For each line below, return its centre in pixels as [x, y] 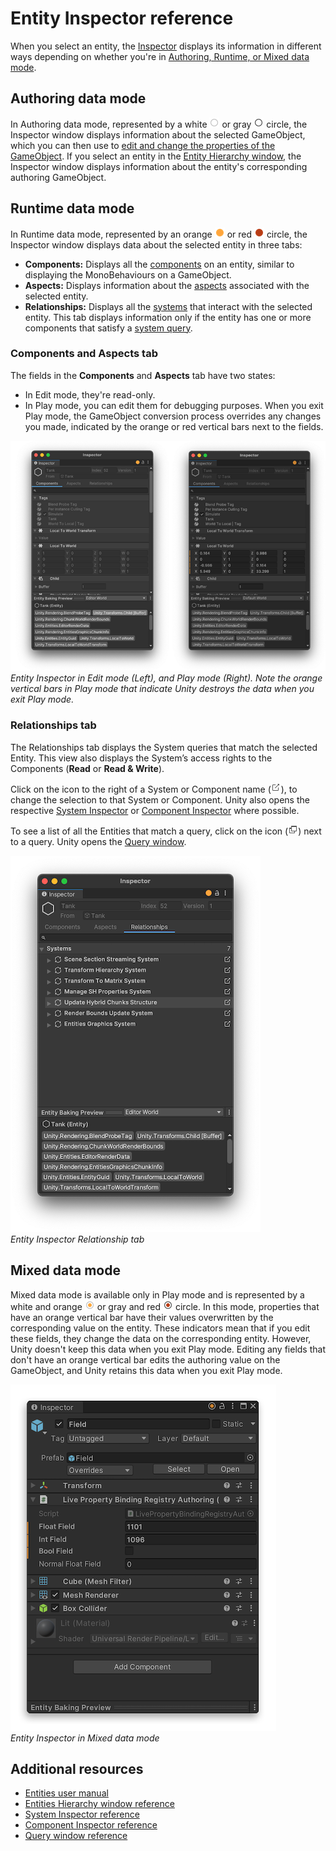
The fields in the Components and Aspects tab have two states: [143, 375]
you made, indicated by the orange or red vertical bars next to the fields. [174, 426]
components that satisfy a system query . [108, 328]
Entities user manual [66, 1793]
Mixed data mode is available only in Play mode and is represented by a [157, 1294]
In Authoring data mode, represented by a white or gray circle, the [159, 124]
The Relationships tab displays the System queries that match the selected [164, 747]
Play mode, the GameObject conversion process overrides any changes [173, 416]
